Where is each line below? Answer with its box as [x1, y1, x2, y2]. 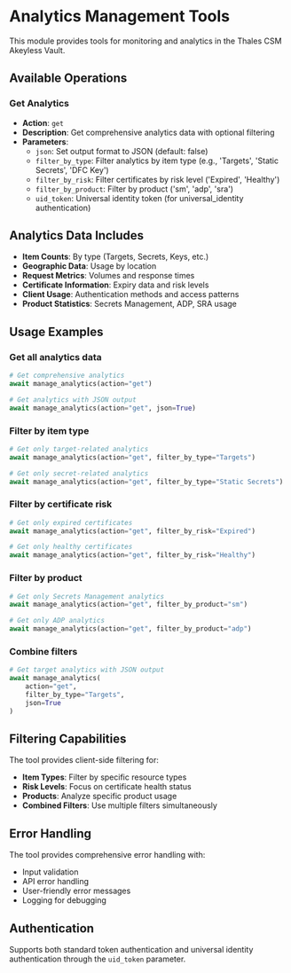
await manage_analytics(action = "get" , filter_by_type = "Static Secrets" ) [9, 477, 284, 486]
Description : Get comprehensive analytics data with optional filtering [21, 127, 275, 137]
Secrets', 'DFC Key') [35, 164, 109, 175]
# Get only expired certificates [9, 518, 133, 527]
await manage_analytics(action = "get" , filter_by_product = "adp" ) [9, 624, 252, 633]
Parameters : [21, 136, 69, 147]
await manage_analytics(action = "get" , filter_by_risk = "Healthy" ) [9, 551, 256, 560]
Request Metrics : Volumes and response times [21, 271, 195, 281]
